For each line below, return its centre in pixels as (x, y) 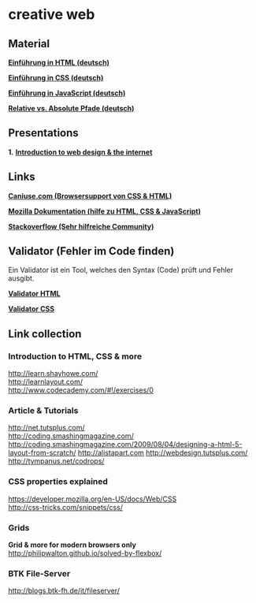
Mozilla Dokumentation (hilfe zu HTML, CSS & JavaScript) (104, 211)
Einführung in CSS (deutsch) (56, 78)
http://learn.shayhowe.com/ (53, 374)
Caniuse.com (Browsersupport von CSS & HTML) (90, 195)
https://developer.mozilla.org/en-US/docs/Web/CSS (93, 499)
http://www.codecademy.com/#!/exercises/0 (81, 390)
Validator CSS (32, 309)
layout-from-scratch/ (42, 453)
